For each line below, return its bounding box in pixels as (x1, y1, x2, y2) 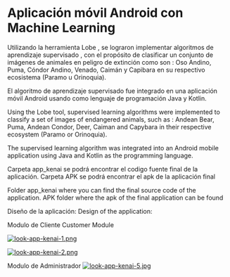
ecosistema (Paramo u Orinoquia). (7, 72, 107, 82)
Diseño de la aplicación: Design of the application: (7, 207, 153, 215)
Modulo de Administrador (7, 262, 82, 270)
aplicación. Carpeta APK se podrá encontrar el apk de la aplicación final (7, 172, 216, 181)
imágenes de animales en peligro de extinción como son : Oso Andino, (7, 58, 212, 66)
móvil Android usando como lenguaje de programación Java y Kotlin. (7, 94, 207, 103)
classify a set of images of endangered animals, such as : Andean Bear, (7, 115, 215, 124)
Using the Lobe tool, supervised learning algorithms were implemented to (7, 108, 220, 116)
